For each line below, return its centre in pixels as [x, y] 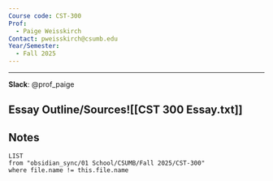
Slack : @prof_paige [41, 84]
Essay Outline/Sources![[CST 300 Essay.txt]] [126, 110]
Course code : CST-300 [45, 16]
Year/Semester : [34, 46]
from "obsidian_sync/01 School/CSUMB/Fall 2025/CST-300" [107, 163]
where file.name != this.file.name [69, 170]
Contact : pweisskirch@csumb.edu [63, 39]
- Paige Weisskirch [49, 31]
